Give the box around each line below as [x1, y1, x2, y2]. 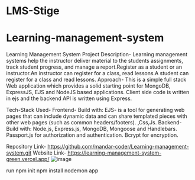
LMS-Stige [6, 4, 60, 18]
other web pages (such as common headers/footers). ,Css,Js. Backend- [6, 119, 182, 126]
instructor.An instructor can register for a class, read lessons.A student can [6, 70, 189, 77]
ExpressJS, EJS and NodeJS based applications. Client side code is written [6, 89, 190, 96]
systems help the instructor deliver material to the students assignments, [6, 57, 183, 65]
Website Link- [32, 149, 67, 156]
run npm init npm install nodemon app [6, 167, 99, 174]
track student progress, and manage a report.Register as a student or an [6, 63, 182, 70]
